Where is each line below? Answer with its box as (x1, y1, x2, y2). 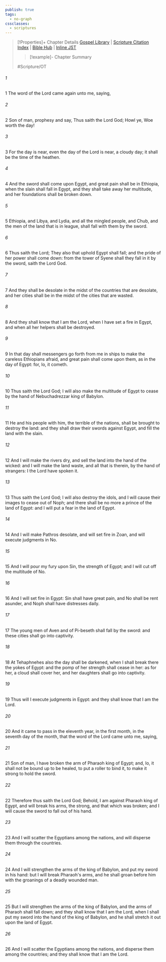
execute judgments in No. (5, 536, 58, 542)
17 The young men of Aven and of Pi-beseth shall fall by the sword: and (5, 627, 150, 633)
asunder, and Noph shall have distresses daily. (5, 601, 100, 607)
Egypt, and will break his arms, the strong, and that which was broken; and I (5, 803, 160, 809)
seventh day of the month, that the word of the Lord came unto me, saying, (5, 733, 158, 740)
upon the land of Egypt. (5, 919, 53, 925)
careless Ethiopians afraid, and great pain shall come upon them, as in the (5, 356, 156, 362)
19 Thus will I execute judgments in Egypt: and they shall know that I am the (5, 696, 159, 702)
